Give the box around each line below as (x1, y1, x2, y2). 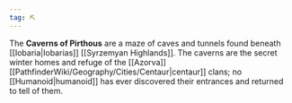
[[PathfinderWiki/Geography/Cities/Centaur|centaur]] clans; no (9, 66, 243, 77)
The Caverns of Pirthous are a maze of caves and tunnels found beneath (9, 38, 281, 48)
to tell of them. (9, 85, 63, 96)
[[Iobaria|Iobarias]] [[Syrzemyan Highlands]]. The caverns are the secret (9, 47, 278, 58)
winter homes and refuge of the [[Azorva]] (9, 56, 166, 67)
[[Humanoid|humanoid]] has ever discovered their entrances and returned (9, 75, 284, 86)
